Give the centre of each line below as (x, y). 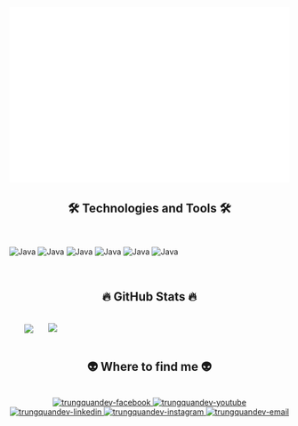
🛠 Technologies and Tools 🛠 (149, 209)
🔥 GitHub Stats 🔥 (149, 297)
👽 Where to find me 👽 (149, 367)
